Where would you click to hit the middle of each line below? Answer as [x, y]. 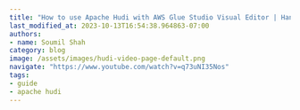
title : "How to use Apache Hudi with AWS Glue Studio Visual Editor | [143, 17]
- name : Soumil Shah [48, 42]
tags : [19, 75]
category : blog [37, 51]
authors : [25, 34]
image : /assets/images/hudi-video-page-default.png [107, 59]
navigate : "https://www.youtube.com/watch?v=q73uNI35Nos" [119, 67]
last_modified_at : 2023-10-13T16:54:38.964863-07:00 [109, 26]
